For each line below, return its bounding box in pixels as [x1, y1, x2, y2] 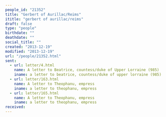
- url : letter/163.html [9, 77, 59, 82]
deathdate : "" [5, 35, 35, 40]
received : [5, 105, 26, 110]
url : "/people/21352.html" [5, 53, 61, 59]
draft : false [5, 21, 32, 26]
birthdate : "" [5, 30, 35, 35]
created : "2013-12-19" [5, 44, 52, 49]
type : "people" [5, 26, 37, 31]
